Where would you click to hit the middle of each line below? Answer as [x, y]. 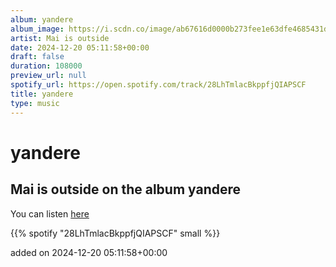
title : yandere [42, 94]
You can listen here [50, 213]
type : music [35, 103]
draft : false [37, 57]
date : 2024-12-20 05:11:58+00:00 [80, 47]
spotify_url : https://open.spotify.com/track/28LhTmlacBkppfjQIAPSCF [158, 85]
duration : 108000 [46, 66]
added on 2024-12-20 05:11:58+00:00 [89, 252]
